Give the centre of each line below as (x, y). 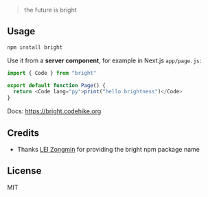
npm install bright (35, 47)
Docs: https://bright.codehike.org (54, 111)
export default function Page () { (57, 85)
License (24, 171)
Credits (23, 133)
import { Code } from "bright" (52, 73)
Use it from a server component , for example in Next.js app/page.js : (104, 60)
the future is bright (50, 10)
